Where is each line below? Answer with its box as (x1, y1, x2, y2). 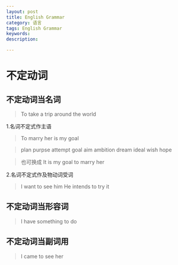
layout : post (6, 8, 39, 15)
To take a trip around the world (20, 111, 97, 118)
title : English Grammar (6, 14, 65, 20)
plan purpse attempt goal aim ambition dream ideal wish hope (20, 146, 172, 153)
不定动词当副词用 (6, 236, 69, 247)
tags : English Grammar (6, 25, 62, 31)
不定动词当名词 (6, 94, 61, 105)
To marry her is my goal (20, 135, 79, 141)
